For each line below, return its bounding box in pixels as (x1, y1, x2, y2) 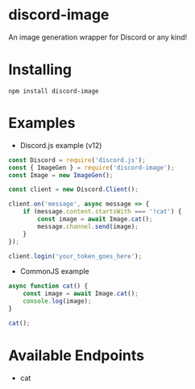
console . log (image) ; (23, 297, 92, 305)
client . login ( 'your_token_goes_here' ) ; (8, 252, 143, 260)
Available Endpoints (8, 346, 145, 364)
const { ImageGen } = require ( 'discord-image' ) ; (8, 163, 175, 172)
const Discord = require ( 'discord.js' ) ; (8, 155, 147, 164)
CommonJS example (19, 267, 90, 276)
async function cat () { (8, 282, 89, 291)
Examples (8, 114, 76, 132)
